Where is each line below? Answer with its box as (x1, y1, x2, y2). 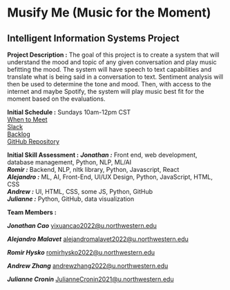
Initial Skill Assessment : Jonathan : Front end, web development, (7, 151, 198, 159)
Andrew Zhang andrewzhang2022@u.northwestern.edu (7, 262, 169, 270)
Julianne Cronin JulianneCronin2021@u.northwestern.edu (7, 275, 174, 283)
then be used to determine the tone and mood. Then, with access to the (7, 80, 212, 88)
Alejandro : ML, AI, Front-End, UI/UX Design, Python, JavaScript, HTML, (7, 173, 213, 181)
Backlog (7, 130, 31, 138)
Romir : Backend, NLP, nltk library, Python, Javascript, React (7, 166, 180, 173)
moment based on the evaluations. (7, 95, 106, 103)
